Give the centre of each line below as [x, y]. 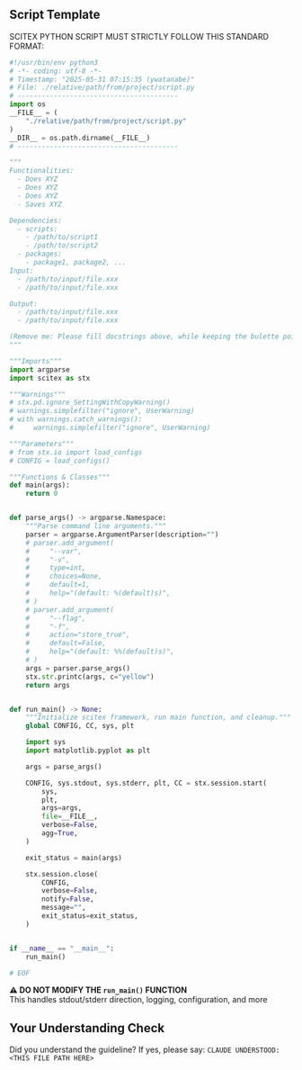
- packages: [40, 254]
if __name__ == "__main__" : [62, 949]
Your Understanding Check [87, 1028]
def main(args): [40, 485]
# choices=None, [64, 576]
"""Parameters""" [42, 444]
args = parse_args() [64, 767]
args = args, [62, 808]
